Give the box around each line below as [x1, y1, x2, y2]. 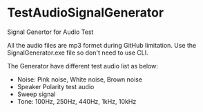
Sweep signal [17, 90, 56, 98]
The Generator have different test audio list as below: [7, 62, 159, 70]
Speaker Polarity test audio [17, 82, 95, 91]
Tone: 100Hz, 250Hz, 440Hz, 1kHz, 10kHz [17, 97, 137, 105]
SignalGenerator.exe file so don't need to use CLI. [7, 48, 148, 57]
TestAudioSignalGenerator [7, 5, 164, 21]
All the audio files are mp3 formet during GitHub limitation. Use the [7, 41, 197, 49]
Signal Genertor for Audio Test [7, 28, 94, 36]
